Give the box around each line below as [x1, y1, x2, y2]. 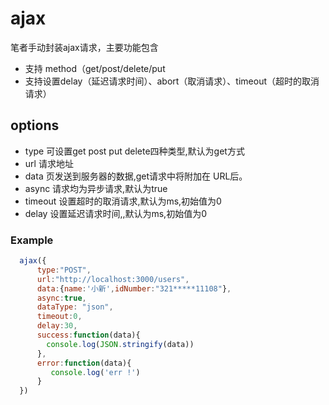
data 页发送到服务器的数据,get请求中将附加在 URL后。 [24, 170, 248, 182]
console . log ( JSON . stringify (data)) [46, 339, 195, 349]
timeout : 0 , [36, 312, 83, 322]
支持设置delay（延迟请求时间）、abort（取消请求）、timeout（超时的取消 [24, 75, 320, 87]
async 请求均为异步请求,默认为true [24, 182, 168, 194]
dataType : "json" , [36, 302, 114, 312]
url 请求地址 [24, 157, 74, 169]
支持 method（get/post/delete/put [24, 62, 166, 74]
